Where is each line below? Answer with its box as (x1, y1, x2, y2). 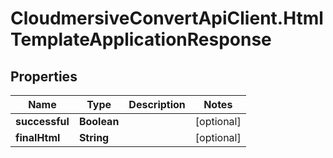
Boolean (78, 115, 120, 128)
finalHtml (15, 131, 61, 144)
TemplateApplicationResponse (10, 28, 272, 51)
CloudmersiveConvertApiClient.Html (10, 7, 324, 30)
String (78, 131, 110, 144)
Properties (10, 68, 78, 85)
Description (128, 98, 186, 111)
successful (15, 115, 70, 128)
